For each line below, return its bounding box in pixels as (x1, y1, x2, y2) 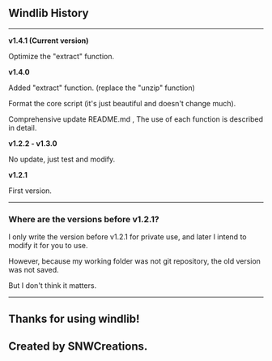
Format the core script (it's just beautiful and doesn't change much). (8, 98, 236, 108)
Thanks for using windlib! (8, 312, 140, 325)
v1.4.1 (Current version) (8, 36, 89, 45)
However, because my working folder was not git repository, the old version (8, 256, 261, 266)
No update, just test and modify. (8, 154, 116, 164)
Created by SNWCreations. (8, 339, 148, 353)
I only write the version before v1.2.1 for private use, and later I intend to (8, 232, 247, 242)
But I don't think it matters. (8, 281, 97, 290)
